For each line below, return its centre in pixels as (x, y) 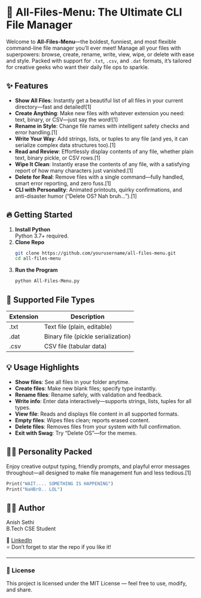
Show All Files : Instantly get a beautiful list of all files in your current (99, 100)
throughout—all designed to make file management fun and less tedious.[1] (99, 473)
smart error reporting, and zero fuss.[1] (63, 183)
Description (88, 316)
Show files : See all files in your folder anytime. (72, 382)
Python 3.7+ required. (42, 236)
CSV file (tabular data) (75, 346)
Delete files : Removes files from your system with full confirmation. (98, 426)
